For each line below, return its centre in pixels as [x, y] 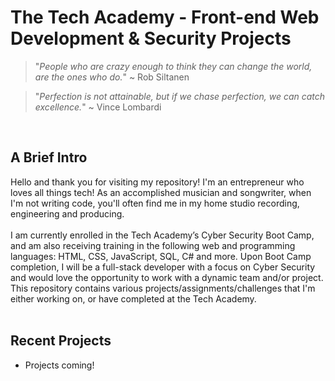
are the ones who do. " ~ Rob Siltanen [112, 77]
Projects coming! [59, 365]
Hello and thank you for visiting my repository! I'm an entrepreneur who [157, 182]
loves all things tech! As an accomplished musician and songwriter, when [161, 192]
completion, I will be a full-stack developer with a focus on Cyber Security [163, 267]
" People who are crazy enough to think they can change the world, [173, 66]
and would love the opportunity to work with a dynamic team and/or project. [167, 277]
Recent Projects [61, 341]
